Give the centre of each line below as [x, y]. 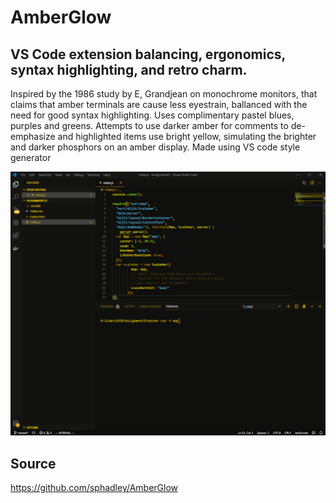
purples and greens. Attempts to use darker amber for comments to [149, 125]
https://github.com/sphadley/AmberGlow [94, 488]
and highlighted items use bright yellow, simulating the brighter [187, 136]
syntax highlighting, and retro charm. [129, 69]
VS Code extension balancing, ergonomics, [148, 54]
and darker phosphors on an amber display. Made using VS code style [155, 147]
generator [31, 157]
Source [33, 463]
